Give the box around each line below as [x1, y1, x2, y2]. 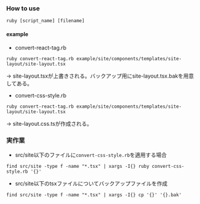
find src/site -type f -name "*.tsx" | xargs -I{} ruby [6, 163, 149, 169]
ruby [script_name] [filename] [6, 18, 85, 24]
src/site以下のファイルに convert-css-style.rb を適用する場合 [14, 151, 167, 158]
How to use [6, 4, 40, 13]
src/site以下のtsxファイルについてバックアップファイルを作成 [14, 179, 167, 187]
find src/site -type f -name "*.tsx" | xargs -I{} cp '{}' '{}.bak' [6, 191, 182, 198]
